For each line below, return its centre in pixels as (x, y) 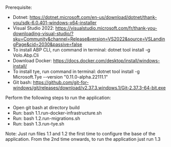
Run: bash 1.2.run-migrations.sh (46, 118)
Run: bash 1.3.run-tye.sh (38, 124)
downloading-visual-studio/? (43, 33)
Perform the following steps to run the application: (58, 97)
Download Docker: (32, 60)
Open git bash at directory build (46, 107)
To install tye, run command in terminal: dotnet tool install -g (76, 71)
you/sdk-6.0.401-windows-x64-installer (55, 23)
